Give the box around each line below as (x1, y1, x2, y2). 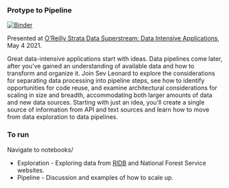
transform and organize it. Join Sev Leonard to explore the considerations (7, 69, 215, 77)
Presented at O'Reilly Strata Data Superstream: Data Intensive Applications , (7, 34, 220, 42)
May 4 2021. (7, 42, 43, 50)
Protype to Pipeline (7, 5, 72, 15)
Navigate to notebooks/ (7, 146, 73, 154)
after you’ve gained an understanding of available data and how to (7, 62, 195, 70)
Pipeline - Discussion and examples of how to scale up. (16, 173, 173, 181)
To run (7, 130, 29, 139)
